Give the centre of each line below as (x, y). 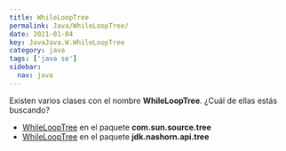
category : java (37, 51)
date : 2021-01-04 (41, 34)
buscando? (30, 110)
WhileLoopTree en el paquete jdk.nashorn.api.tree (115, 136)
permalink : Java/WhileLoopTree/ (69, 26)
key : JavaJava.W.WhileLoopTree (67, 42)
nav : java (35, 75)
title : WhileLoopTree (49, 17)
